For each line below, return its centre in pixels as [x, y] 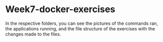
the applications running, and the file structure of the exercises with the [80, 28]
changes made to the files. [33, 34]
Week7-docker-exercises [60, 9]
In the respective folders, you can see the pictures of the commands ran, [82, 23]
